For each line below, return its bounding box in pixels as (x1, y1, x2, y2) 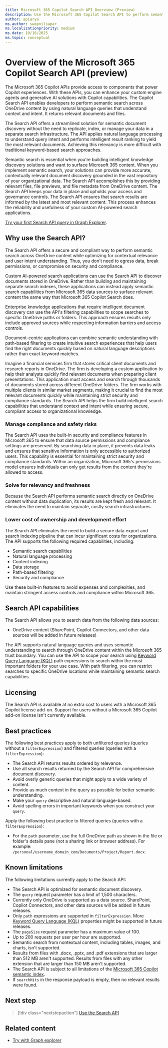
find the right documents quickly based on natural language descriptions (5, 345, 155, 351)
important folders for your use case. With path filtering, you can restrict (5, 663, 152, 669)
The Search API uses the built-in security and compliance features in (5, 432, 147, 438)
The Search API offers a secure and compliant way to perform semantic (5, 247, 153, 253)
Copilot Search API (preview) (5, 68, 128, 79)
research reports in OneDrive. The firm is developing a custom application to (5, 366, 163, 372)
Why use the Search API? (5, 234, 86, 243)
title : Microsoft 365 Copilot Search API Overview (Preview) (5, 7, 135, 13)
